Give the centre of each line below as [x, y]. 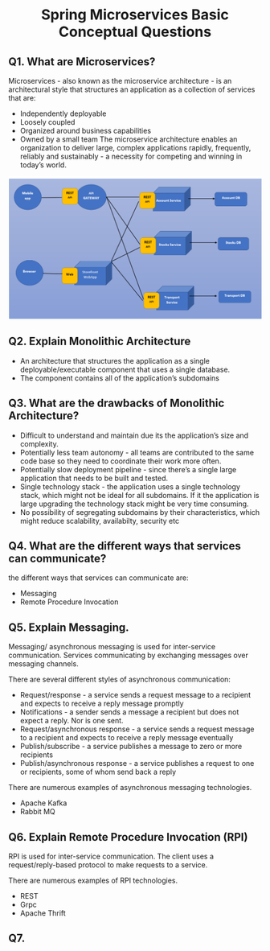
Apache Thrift [43, 913]
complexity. [39, 443]
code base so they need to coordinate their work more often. [121, 461]
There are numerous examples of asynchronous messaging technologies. [130, 788]
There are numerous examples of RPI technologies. [93, 881]
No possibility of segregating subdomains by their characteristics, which [140, 512]
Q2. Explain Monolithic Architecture [100, 342]
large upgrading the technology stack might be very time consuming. [134, 504]
